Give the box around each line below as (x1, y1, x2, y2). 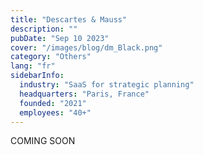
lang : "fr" (10, 61, 56, 71)
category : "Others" (10, 52, 92, 62)
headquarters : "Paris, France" (19, 89, 150, 99)
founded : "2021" (19, 98, 87, 108)
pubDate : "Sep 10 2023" (10, 33, 110, 43)
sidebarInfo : (10, 71, 65, 81)
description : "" (10, 24, 78, 34)
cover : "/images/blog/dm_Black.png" (10, 42, 163, 53)
